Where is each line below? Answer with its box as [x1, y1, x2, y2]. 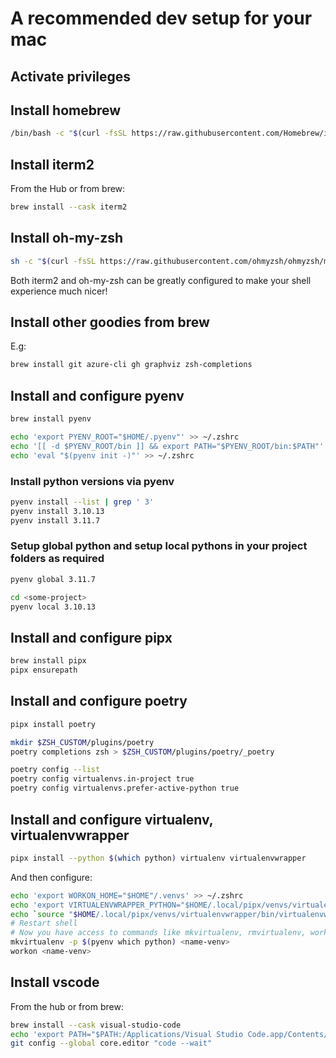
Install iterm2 [10, 156, 95, 173]
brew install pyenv [10, 414, 92, 424]
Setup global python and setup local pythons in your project [10, 539, 308, 553]
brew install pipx [10, 656, 87, 666]
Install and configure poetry [10, 693, 188, 710]
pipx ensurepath [10, 665, 78, 676]
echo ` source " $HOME [10, 909, 97, 919]
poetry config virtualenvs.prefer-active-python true [10, 783, 240, 794]
